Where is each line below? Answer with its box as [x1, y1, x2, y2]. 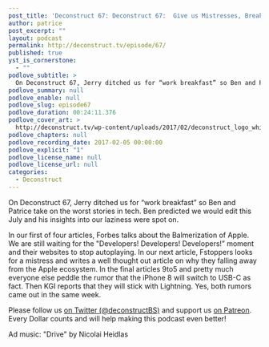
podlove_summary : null [8, 86, 84, 95]
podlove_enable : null [8, 94, 81, 102]
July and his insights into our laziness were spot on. [8, 214, 179, 224]
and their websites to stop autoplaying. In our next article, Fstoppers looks [8, 247, 254, 256]
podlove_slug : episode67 [8, 101, 91, 109]
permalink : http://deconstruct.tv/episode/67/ [8, 42, 167, 50]
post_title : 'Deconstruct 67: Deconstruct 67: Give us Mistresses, [8, 11, 242, 20]
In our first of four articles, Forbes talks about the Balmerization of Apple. [8, 230, 250, 240]
